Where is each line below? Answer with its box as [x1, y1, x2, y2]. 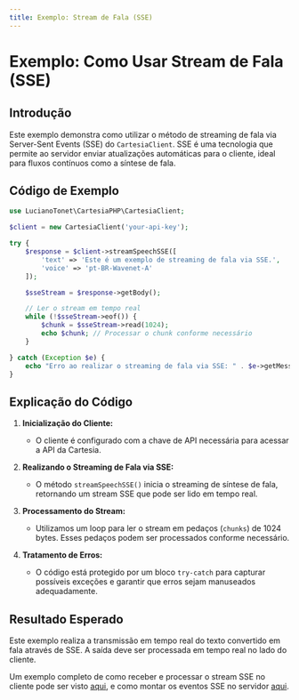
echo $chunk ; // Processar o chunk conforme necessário [41, 329, 253, 338]
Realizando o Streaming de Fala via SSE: [21, 462, 174, 472]
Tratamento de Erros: [21, 550, 103, 560]
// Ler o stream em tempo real [25, 304, 141, 313]
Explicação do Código [9, 394, 133, 409]
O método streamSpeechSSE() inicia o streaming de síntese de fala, [35, 479, 279, 490]
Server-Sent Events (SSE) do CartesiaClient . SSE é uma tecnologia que [9, 139, 273, 149]
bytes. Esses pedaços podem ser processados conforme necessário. [35, 533, 290, 543]
